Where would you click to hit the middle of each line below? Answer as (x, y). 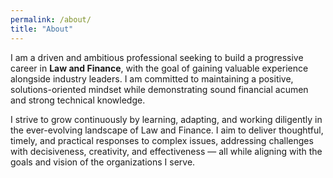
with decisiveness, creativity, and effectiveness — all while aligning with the (166, 151)
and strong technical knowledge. (78, 100)
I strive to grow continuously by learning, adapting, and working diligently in (166, 119)
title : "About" (42, 29)
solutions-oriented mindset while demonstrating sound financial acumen (159, 89)
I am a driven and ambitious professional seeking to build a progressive (157, 57)
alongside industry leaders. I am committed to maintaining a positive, (152, 78)
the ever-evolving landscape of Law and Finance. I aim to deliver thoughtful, (167, 130)
